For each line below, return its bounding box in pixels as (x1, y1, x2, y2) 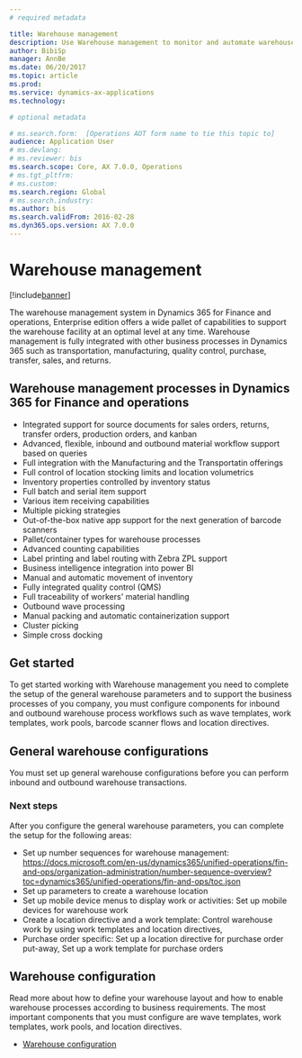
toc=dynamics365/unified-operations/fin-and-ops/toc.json (22, 875, 241, 887)
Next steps (9, 800, 58, 812)
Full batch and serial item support (22, 485, 147, 496)
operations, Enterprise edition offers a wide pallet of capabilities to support (9, 316, 287, 327)
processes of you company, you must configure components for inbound (9, 699, 280, 710)
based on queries (22, 448, 88, 458)
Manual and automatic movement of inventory (22, 572, 193, 583)
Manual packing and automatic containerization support (22, 610, 230, 621)
